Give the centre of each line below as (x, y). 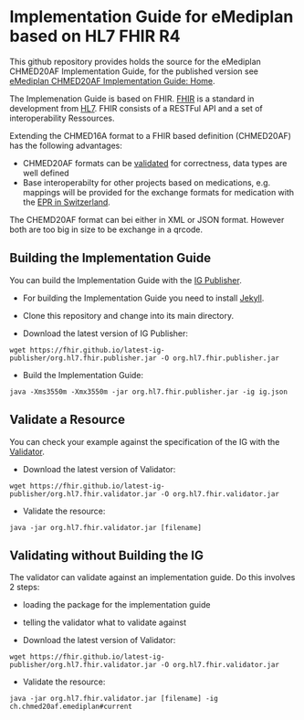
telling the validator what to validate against (105, 622)
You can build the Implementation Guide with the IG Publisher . (126, 280)
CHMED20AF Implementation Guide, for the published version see (134, 71)
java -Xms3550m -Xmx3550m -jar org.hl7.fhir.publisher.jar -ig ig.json (148, 392)
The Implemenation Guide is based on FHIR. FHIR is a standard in (132, 99)
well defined (46, 173)
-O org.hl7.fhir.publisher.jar (220, 358)
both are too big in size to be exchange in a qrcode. (106, 229)
